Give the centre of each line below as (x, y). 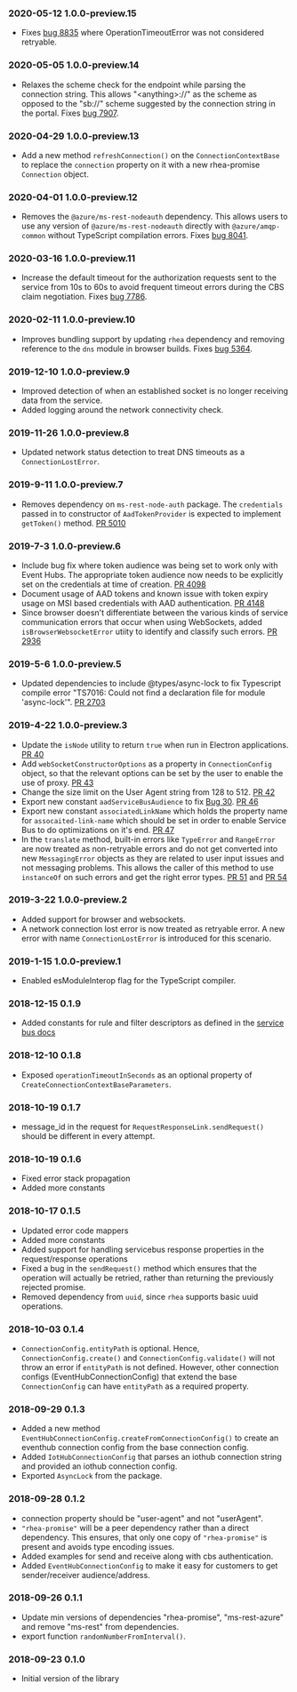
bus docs (38, 1032)
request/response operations (74, 1259)
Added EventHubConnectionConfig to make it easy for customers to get (149, 1565)
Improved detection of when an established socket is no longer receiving (155, 391)
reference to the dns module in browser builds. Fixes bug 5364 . (136, 349)
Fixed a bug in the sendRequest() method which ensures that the (139, 1268)
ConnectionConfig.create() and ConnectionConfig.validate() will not (148, 1358)
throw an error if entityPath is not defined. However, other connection (150, 1367)
